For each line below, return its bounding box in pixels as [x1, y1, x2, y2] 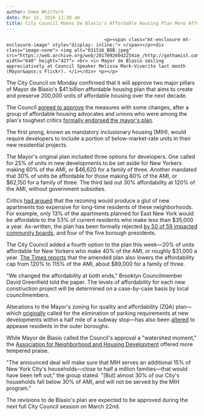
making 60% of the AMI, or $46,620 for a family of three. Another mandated [6, 166, 197, 173]
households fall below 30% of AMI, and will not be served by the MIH [6, 378, 180, 386]
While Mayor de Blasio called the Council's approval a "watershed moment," [6, 334, 197, 341]
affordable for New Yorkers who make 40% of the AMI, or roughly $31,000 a [6, 247, 197, 255]
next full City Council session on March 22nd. [6, 403, 120, 410]
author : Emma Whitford [6, 8, 64, 15]
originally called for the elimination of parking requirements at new [22, 310, 189, 317]
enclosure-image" [6, 42, 50, 49]
